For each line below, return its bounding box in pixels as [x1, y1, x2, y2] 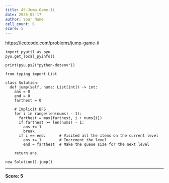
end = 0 [14, 94, 30, 99]
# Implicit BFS [14, 107, 46, 112]
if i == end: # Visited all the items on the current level [18, 133, 158, 138]
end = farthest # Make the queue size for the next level [23, 142, 150, 147]
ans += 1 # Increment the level [23, 138, 107, 143]
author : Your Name [5, 17, 44, 22]
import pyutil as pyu [5, 50, 51, 55]
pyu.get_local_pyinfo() [5, 54, 55, 59]
